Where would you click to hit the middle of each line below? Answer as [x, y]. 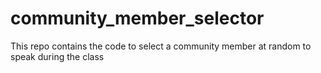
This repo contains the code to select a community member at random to [161, 46]
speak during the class [57, 56]
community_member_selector [137, 18]
